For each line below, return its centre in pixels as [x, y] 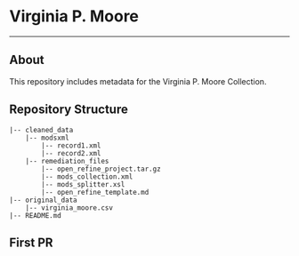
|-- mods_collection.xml [87, 176]
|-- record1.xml [71, 145]
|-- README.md [36, 215]
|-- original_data [43, 200]
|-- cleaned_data [41, 130]
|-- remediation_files [67, 161]
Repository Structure [69, 110]
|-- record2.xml [71, 153]
